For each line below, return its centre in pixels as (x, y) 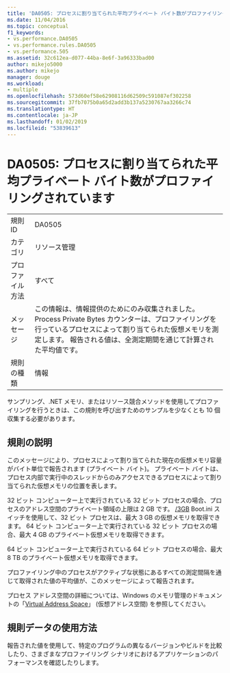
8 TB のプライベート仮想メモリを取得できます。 (74, 558)
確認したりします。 (76, 662)
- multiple (23, 90)
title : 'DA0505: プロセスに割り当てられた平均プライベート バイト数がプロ (102, 13)
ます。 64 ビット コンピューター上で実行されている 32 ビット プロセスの (109, 526)
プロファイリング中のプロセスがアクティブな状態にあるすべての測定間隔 (108, 572)
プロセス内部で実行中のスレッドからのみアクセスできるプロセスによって (108, 477)
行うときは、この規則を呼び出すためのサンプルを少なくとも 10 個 (128, 410)
